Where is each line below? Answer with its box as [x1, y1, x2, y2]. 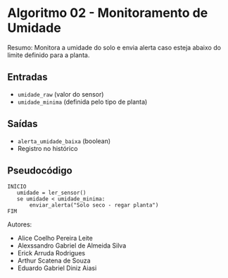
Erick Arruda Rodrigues [17, 249, 86, 258]
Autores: [7, 220, 32, 229]
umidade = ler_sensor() [16, 189, 87, 197]
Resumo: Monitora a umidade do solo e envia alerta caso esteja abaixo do [7, 43, 222, 52]
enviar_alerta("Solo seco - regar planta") [29, 202, 159, 209]
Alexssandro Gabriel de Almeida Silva [17, 241, 127, 250]
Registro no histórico [17, 144, 78, 152]
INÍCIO [7, 183, 27, 191]
